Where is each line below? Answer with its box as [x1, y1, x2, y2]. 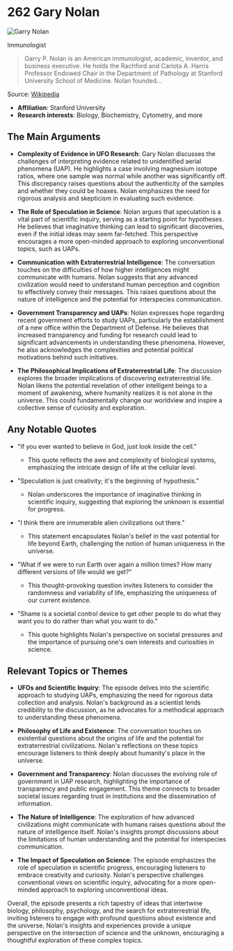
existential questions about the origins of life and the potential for [17, 734, 204, 743]
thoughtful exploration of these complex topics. [7, 936, 143, 945]
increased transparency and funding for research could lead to [17, 330, 198, 339]
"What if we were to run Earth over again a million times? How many [17, 560, 212, 569]
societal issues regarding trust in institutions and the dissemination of [17, 792, 217, 801]
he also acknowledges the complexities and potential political [17, 346, 193, 354]
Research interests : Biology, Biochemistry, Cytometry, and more [17, 111, 203, 119]
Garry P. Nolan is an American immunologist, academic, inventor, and [24, 54, 223, 63]
